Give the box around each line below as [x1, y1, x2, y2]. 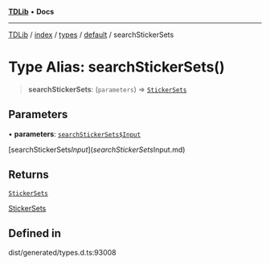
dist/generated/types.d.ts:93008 [8, 248, 117, 258]
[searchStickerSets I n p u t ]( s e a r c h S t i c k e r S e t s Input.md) [8, 145, 186, 154]
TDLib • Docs [8, 7, 55, 16]
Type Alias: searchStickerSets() [8, 58, 225, 76]
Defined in [8, 226, 62, 240]
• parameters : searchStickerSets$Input [8, 128, 141, 139]
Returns [8, 168, 50, 181]
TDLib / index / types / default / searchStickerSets [8, 30, 174, 39]
